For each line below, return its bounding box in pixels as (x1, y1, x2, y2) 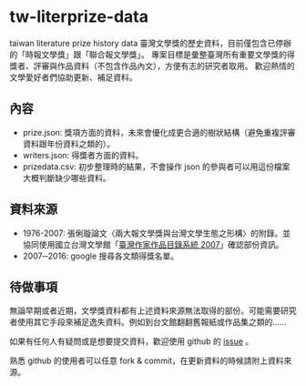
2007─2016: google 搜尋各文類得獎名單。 (22, 250, 179, 261)
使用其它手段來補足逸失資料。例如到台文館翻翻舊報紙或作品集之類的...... (16, 317, 287, 328)
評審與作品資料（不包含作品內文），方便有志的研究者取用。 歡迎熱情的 (33, 60, 295, 71)
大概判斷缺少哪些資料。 (22, 172, 111, 183)
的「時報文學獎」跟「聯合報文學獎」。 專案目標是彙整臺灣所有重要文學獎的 (9, 48, 287, 60)
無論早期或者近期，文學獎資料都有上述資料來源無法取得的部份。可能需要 (9, 305, 280, 316)
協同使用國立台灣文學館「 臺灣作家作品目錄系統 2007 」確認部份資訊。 (22, 239, 284, 249)
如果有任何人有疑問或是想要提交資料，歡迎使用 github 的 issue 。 (9, 336, 254, 347)
